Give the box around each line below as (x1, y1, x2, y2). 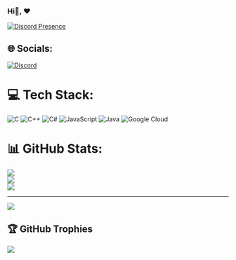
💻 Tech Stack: (7, 87, 94, 103)
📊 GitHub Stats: (7, 141, 103, 157)
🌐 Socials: (7, 42, 53, 55)
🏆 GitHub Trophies (7, 224, 93, 235)
